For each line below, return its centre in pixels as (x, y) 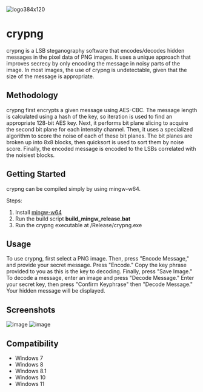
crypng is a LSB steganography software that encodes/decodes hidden (95, 50)
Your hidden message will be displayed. (56, 291)
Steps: (14, 201)
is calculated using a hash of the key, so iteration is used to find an (89, 116)
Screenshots (31, 310)
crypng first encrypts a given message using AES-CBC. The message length (102, 110)
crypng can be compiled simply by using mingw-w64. (74, 188)
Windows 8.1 (31, 371)
